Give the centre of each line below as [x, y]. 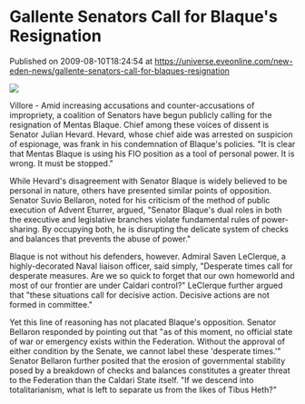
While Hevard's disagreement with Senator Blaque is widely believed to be [148, 181]
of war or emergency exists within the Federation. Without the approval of [148, 341]
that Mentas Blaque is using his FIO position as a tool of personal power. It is [152, 153]
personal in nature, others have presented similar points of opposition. [141, 190]
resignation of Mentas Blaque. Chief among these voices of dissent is [139, 124]
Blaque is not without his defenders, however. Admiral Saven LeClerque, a [148, 256]
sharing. [25, 229]
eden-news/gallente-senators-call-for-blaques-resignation [119, 71]
